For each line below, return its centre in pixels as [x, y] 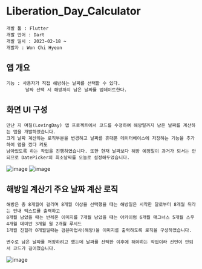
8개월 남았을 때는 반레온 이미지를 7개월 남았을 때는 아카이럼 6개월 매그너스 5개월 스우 [100, 218]
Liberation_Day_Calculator [73, 11]
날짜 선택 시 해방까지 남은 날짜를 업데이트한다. [76, 90]
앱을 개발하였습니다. [34, 131]
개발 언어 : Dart [26, 35]
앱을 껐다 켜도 [32, 144]
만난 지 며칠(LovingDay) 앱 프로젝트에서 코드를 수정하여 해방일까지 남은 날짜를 [93, 125]
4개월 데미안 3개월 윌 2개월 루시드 [44, 224]
